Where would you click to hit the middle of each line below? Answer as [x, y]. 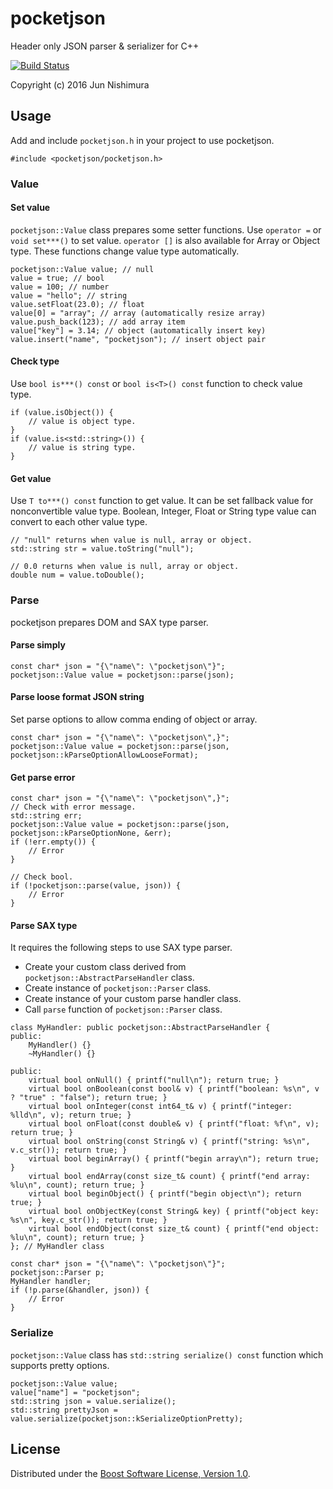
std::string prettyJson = [64, 1410]
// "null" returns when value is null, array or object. [131, 540]
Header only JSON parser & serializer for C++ [105, 46]
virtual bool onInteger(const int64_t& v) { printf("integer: [160, 1107]
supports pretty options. [60, 1365]
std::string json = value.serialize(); [93, 1401]
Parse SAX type [44, 925]
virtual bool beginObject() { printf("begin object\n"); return [165, 1194]
